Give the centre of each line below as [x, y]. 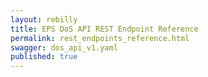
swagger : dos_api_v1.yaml [64, 47]
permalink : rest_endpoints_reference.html [100, 38]
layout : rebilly [44, 19]
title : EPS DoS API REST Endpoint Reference [104, 29]
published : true [44, 57]
